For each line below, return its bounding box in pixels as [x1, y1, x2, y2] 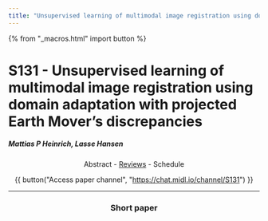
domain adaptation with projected [8, 95, 238, 113]
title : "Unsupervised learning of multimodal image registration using [8, 11, 251, 20]
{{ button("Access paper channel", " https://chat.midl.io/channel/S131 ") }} [14, 175, 254, 184]
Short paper [110, 202, 158, 213]
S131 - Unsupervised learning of [8, 61, 225, 80]
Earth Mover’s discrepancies [8, 112, 203, 130]
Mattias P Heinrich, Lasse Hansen [8, 139, 124, 148]
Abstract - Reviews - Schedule [83, 159, 185, 168]
